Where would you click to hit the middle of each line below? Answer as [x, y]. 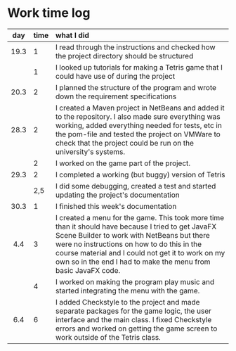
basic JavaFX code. [88, 270]
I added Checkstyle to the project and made [127, 302]
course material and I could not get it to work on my [140, 253]
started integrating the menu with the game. [127, 291]
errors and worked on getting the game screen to [136, 328]
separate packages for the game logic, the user [133, 311]
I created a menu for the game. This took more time [140, 217]
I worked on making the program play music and [135, 281]
